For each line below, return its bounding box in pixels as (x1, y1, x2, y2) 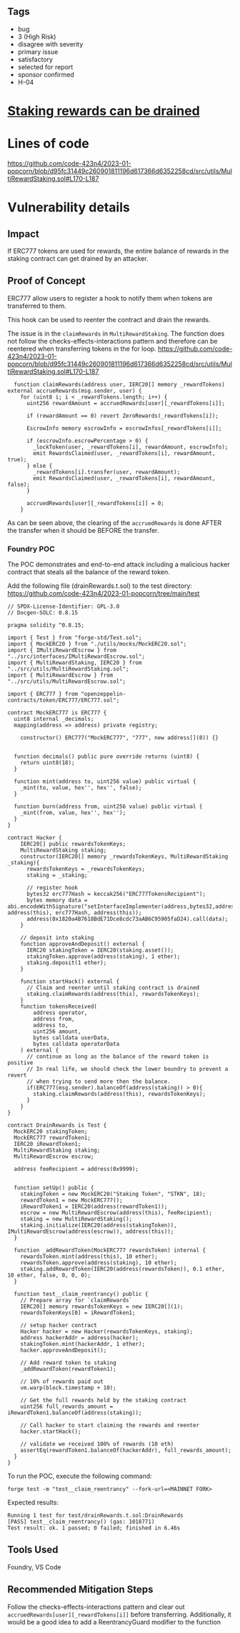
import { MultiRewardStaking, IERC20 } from (7, 659, 142, 666)
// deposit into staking (20, 934, 94, 942)
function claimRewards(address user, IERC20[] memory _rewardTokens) (14, 381, 225, 388)
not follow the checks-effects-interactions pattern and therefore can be (7, 336, 218, 345)
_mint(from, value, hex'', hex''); (20, 809, 126, 816)
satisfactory (17, 55, 54, 64)
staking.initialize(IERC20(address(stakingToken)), (20, 1222, 177, 1229)
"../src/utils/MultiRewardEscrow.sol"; (7, 678, 126, 685)
